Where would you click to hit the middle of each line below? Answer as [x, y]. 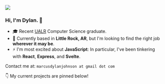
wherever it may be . [33, 44]
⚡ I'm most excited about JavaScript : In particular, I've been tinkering [84, 49]
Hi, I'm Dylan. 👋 [24, 20]
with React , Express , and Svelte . [46, 57]
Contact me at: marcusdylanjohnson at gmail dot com [60, 66]
